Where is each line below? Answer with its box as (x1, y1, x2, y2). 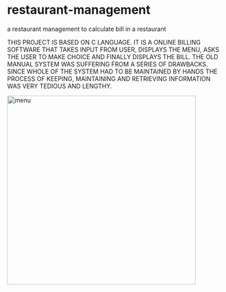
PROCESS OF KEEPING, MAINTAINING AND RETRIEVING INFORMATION (7, 74, 211, 82)
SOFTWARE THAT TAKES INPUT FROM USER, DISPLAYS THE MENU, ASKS (7, 45, 220, 54)
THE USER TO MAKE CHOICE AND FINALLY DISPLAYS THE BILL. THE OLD (7, 52, 218, 60)
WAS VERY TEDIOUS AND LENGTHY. (7, 82, 112, 90)
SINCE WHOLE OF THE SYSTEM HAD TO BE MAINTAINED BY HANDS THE (7, 67, 218, 76)
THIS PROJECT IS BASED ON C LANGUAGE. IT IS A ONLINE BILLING (7, 38, 201, 46)
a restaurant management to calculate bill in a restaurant (7, 25, 166, 33)
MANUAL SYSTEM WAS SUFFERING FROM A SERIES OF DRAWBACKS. (7, 60, 208, 68)
